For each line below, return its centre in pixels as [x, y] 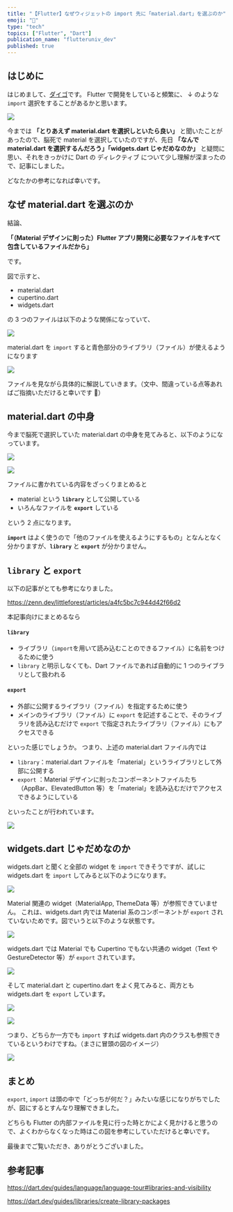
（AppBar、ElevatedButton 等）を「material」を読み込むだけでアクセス [120, 788]
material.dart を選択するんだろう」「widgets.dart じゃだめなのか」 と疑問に [116, 148]
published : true [31, 46]
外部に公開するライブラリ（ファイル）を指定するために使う [103, 706]
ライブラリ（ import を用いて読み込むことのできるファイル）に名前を [115, 648]
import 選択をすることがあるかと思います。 [69, 103]
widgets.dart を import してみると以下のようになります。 [89, 876]
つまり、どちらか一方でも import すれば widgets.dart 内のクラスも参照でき [114, 1035]
